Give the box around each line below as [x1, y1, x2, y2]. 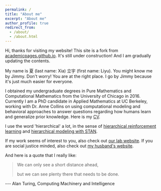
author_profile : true [5, 20, 49, 26]
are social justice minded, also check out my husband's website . [5, 143, 134, 149]
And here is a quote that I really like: [5, 152, 77, 158]
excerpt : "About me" [5, 16, 47, 21]
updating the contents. [5, 58, 50, 64]
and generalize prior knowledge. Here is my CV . [5, 114, 100, 120]
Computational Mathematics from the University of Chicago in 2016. [5, 93, 141, 99]
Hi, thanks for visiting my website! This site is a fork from [5, 47, 119, 53]
